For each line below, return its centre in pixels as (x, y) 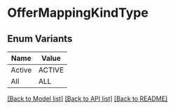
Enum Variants (40, 39)
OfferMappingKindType (78, 13)
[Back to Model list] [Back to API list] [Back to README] (87, 99)
